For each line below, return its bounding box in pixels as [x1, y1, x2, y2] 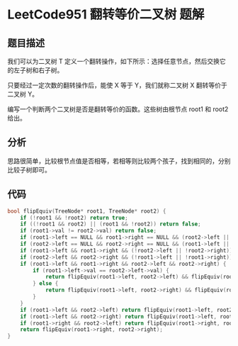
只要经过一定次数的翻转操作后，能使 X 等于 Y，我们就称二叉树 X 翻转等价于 [7, 81, 228, 89]
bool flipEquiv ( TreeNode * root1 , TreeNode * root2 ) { [7, 207, 166, 215]
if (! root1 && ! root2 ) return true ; [20, 214, 129, 221]
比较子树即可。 [7, 165, 51, 174]
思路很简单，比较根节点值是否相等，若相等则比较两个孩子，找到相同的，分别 [7, 157, 231, 165]
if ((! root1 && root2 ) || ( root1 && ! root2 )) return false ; [20, 221, 201, 228]
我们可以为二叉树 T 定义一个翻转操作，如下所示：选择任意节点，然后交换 [7, 57, 220, 65]
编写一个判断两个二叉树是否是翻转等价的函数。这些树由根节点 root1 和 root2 [7, 105, 229, 113]
